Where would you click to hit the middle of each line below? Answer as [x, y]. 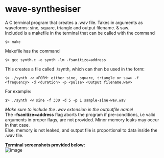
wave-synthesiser [43, 9]
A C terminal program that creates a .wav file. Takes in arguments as [74, 23]
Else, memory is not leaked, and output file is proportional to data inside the [81, 130]
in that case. [18, 125]
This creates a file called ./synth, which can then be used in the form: [75, 69]
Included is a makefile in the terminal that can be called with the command [80, 33]
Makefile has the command [33, 51]
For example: [18, 91]
